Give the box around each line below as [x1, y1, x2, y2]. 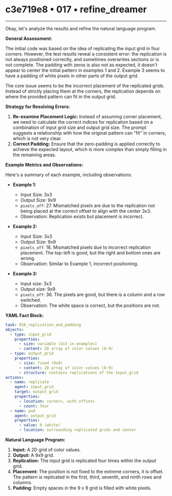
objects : [5, 327, 24, 332]
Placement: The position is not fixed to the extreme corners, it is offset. [12, 469, 164, 475]
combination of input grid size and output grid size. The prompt [12, 124, 147, 131]
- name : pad [10, 408, 36, 413]
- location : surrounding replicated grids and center [18, 428, 137, 433]
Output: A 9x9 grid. [12, 452, 55, 458]
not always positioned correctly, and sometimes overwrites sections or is [5, 56, 160, 62]
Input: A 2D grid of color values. [12, 447, 81, 453]
